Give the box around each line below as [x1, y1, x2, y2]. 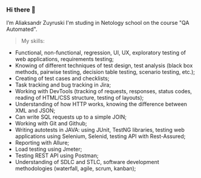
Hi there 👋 [6, 5, 36, 14]
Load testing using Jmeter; [15, 145, 82, 153]
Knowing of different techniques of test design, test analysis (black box [15, 62, 193, 69]
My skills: [21, 38, 45, 45]
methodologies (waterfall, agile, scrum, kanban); [15, 165, 136, 172]
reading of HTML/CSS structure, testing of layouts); [15, 94, 144, 102]
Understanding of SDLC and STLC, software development [15, 159, 159, 166]
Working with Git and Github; [15, 120, 88, 127]
